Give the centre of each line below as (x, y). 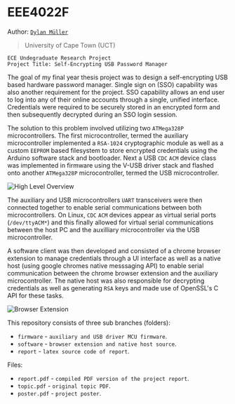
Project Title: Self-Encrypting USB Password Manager (88, 64)
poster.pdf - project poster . (59, 393)
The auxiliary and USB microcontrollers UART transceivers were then (105, 200)
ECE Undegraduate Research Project (59, 58)
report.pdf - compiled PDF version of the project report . (103, 378)
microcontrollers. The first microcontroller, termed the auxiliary (98, 135)
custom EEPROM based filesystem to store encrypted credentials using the (113, 150)
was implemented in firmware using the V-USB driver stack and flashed (110, 165)
